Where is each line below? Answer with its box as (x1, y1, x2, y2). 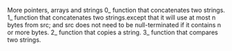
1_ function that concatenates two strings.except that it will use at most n (7, 13, 216, 22)
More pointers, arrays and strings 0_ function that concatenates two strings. (7, 6, 225, 14)
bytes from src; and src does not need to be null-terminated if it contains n (7, 21, 222, 29)
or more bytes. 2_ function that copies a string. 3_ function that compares (7, 28, 218, 36)
